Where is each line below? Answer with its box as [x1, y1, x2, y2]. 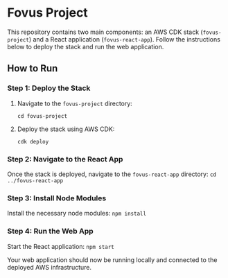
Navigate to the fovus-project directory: [17, 99, 133, 107]
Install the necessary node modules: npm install [7, 209, 147, 218]
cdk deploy [17, 138, 49, 145]
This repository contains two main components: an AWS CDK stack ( [7, 28, 203, 36]
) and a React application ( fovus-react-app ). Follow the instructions [28, 35, 220, 43]
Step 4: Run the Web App [7, 227, 94, 236]
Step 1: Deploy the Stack [7, 83, 91, 93]
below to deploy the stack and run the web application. [7, 42, 164, 51]
